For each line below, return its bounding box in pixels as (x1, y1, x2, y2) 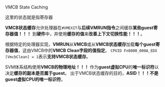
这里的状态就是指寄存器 (5, 14, 53, 20)
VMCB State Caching (5, 4, 48, 10)
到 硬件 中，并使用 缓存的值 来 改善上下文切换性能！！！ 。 (32, 31, 145, 36)
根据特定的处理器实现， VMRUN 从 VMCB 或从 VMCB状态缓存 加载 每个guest (5, 41, 156, 47)
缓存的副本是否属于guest (14, 70, 65, 76)
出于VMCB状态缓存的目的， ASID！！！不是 (70, 70, 159, 76)
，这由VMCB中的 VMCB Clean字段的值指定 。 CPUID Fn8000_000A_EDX (18, 48, 157, 53)
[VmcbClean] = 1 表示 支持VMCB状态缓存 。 (5, 54, 91, 59)
